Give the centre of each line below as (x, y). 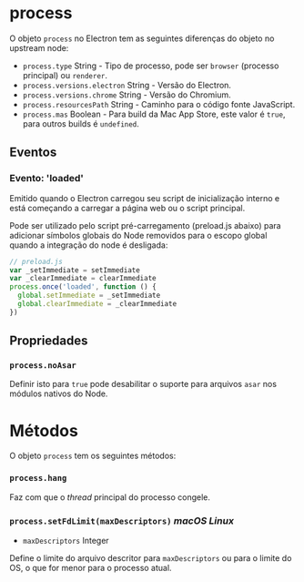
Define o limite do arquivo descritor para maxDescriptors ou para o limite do (151, 557)
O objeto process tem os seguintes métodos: (93, 456)
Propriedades (49, 341)
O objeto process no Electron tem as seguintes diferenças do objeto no (142, 38)
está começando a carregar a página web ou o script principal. (127, 208)
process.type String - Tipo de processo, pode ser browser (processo (151, 66)
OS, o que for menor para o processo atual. (91, 567)
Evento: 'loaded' (47, 179)
